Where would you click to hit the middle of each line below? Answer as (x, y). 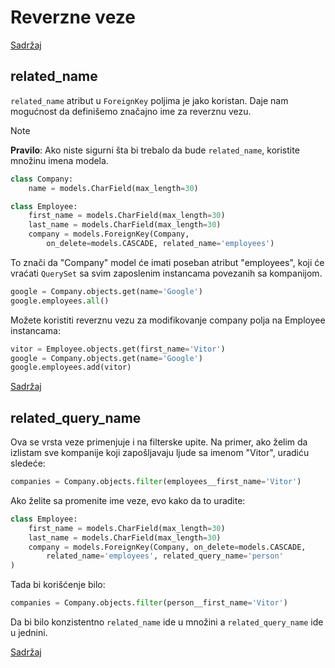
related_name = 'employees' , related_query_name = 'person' (165, 556)
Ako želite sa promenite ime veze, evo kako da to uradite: (128, 500)
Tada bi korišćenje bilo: (58, 585)
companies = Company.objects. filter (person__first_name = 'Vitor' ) (149, 603)
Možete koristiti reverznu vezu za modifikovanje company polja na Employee (168, 320)
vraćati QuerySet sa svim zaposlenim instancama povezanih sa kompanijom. (166, 273)
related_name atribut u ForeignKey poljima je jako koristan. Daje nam (149, 100)
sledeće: (28, 463)
